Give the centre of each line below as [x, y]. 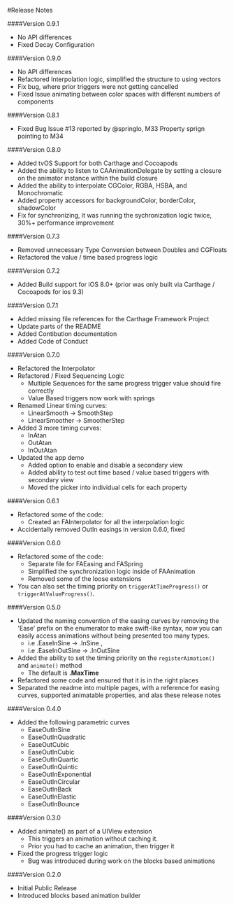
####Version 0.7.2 [34, 271]
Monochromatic [40, 193]
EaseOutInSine [49, 730]
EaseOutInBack [50, 789]
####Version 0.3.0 [34, 818]
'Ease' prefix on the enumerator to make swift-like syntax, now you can [119, 628]
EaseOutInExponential [59, 774]
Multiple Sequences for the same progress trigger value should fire [124, 383]
